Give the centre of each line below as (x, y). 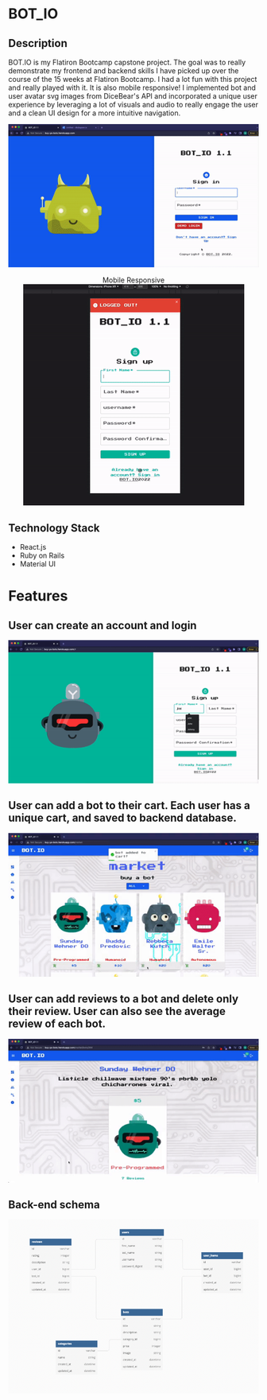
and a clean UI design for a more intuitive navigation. (95, 113)
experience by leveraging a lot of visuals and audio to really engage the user (133, 105)
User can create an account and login (103, 625)
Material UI (38, 564)
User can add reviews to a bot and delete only (124, 999)
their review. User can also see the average (117, 1011)
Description (38, 43)
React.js (33, 546)
